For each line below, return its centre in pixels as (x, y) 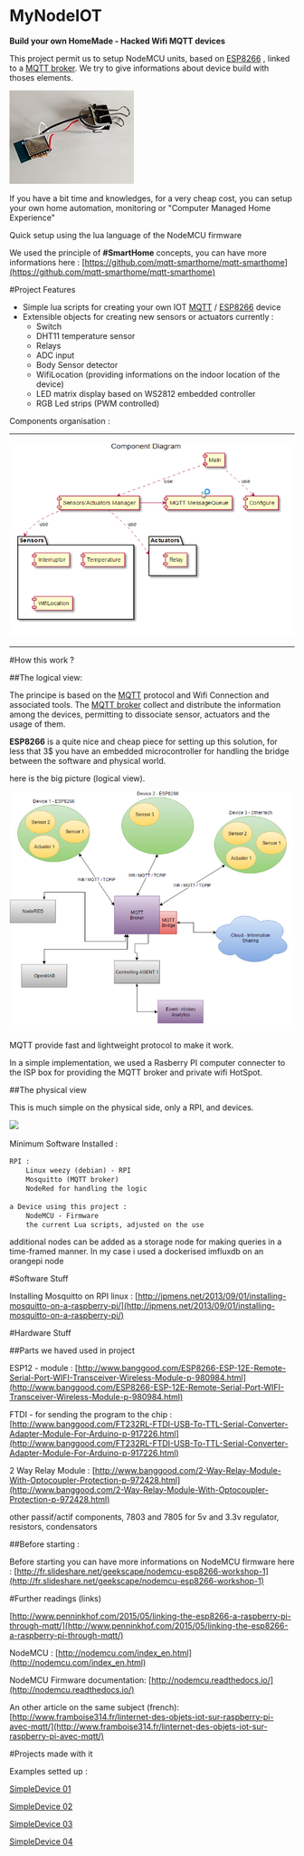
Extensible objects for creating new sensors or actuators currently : (148, 316)
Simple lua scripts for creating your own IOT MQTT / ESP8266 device (152, 307)
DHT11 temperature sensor (85, 335)
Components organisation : (60, 420)
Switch (49, 326)
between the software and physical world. (88, 761)
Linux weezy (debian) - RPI (78, 1170)
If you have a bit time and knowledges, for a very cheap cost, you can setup (151, 198)
